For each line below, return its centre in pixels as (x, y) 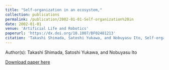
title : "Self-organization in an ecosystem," (54, 10)
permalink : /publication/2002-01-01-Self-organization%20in (70, 19)
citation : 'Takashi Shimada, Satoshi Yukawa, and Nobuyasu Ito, (74, 38)
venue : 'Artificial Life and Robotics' (47, 29)
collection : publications (32, 15)
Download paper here (28, 62)
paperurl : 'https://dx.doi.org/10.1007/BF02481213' (60, 33)
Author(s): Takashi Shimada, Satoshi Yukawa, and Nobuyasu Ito (71, 52)
